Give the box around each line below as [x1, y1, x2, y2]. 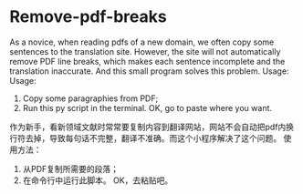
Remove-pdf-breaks [9, 6, 167, 27]
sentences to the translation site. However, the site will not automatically [9, 46, 281, 56]
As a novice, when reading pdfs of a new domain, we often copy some [9, 36, 275, 47]
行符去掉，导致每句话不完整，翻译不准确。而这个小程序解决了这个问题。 [9, 132, 281, 143]
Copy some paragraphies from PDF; [22, 93, 159, 104]
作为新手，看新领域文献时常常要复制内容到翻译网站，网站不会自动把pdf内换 [9, 121, 295, 132]
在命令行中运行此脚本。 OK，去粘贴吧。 [22, 175, 173, 186]
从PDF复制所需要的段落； [22, 163, 120, 174]
